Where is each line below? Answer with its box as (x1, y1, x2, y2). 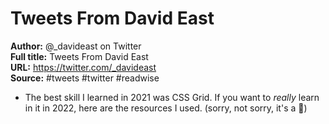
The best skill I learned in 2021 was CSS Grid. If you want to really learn (24, 91, 320, 103)
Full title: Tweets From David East (10, 50, 149, 62)
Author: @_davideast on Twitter (10, 40, 142, 52)
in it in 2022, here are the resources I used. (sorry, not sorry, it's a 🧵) (24, 102, 308, 114)
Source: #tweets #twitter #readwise (10, 72, 160, 84)
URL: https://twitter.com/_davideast (10, 61, 157, 73)
